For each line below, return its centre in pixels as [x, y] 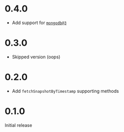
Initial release [18, 125]
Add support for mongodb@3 [39, 23]
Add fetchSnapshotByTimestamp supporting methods [65, 91]
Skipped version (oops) [36, 57]
